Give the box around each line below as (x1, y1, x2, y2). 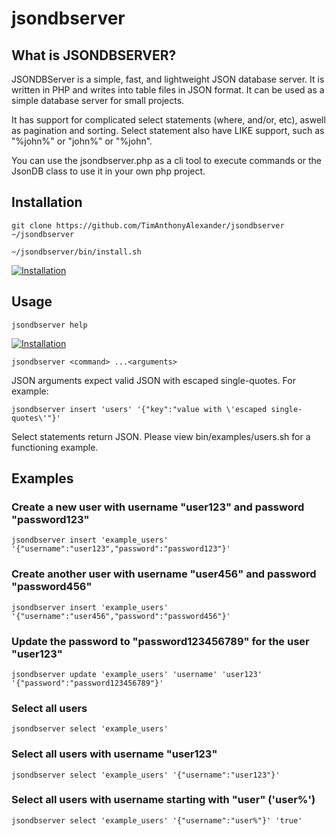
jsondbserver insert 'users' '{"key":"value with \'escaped (11, 404, 268, 414)
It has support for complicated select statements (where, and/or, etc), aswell (11, 114, 326, 126)
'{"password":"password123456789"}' (11, 678, 164, 688)
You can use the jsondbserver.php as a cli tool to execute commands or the (11, 155, 322, 166)
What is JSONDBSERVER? (11, 47, 177, 64)
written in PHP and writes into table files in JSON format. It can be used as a (11, 84, 325, 96)
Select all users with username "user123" (11, 747, 218, 761)
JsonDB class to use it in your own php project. (11, 165, 206, 177)
